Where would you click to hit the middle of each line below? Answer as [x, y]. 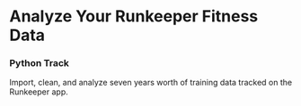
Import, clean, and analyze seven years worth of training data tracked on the [151, 83]
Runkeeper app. [39, 92]
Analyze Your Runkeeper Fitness [134, 16]
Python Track [40, 63]
